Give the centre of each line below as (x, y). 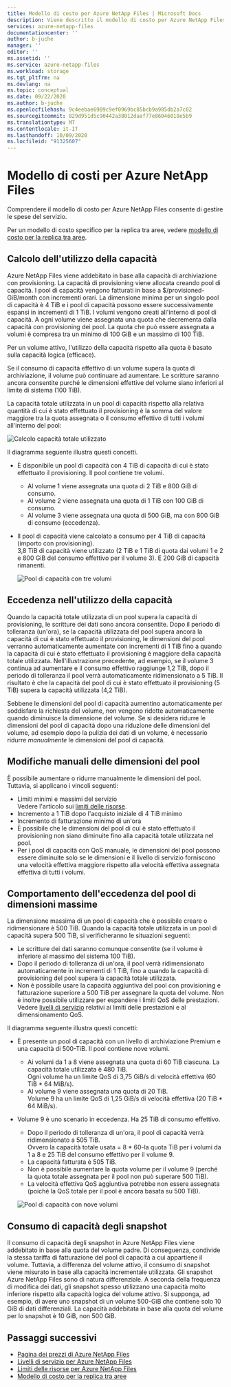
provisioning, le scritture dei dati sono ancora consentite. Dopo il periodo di (114, 624)
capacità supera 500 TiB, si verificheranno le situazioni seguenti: (99, 936)
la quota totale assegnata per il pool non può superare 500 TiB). (118, 1177)
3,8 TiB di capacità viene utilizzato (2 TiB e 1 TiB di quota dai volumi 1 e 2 (120, 550)
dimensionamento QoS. (50, 1015)
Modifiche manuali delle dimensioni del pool (104, 762)
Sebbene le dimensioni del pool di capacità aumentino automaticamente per (115, 703)
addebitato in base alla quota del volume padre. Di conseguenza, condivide (114, 1250)
